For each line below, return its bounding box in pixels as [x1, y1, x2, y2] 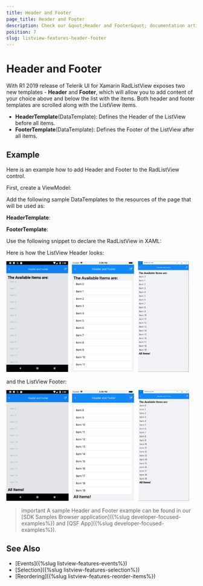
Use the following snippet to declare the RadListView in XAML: [6, 237, 162, 244]
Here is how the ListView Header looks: [6, 249, 105, 256]
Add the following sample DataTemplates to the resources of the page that [6, 195, 192, 203]
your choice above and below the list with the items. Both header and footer [6, 95, 195, 102]
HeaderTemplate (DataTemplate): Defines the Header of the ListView [14, 113, 186, 120]
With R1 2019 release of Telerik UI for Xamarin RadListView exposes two [6, 82, 185, 90]
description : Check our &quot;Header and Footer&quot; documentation [6, 22, 185, 28]
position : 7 [6, 29, 36, 35]
